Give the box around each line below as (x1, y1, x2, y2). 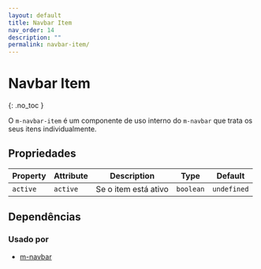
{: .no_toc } (8, 101, 44, 110)
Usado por (8, 234, 49, 245)
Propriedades (8, 147, 76, 160)
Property (12, 170, 47, 181)
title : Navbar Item (8, 19, 73, 27)
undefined (212, 184, 249, 193)
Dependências (8, 210, 81, 224)
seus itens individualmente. (8, 124, 97, 134)
